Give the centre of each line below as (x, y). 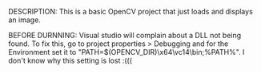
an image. (25, 20)
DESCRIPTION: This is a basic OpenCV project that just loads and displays (131, 12)
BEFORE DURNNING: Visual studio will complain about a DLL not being (125, 35)
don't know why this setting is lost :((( (70, 60)
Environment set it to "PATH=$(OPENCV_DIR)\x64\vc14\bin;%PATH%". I (126, 52)
